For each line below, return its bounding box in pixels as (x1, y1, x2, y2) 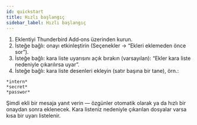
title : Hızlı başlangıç (6, 14, 65, 20)
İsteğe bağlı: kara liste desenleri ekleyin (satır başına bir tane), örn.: (14, 68, 179, 75)
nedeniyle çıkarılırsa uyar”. (14, 61, 80, 68)
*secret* (6, 84, 28, 90)
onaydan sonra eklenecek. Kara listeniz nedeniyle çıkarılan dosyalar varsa (6, 106, 187, 113)
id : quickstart (6, 8, 44, 15)
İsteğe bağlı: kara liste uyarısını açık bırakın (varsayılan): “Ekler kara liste (14, 55, 191, 62)
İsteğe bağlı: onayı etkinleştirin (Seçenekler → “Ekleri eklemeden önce (14, 42, 186, 49)
